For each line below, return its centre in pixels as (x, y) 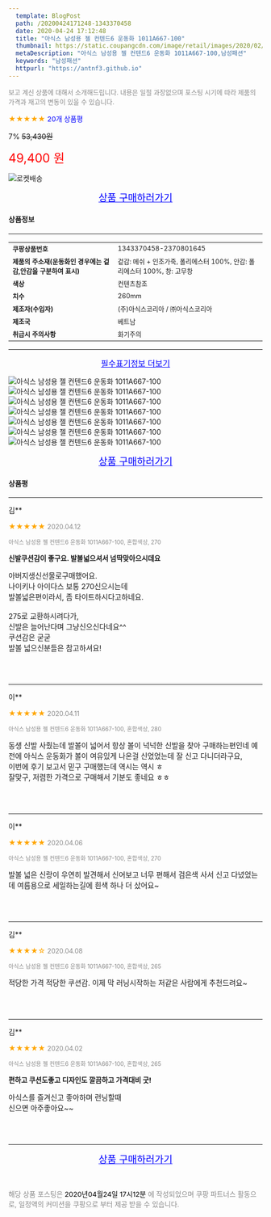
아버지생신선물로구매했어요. (53, 576)
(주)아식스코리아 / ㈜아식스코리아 (165, 309)
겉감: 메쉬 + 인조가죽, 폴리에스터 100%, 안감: (182, 261)
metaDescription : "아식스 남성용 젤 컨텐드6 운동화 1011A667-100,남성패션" (131, 53)
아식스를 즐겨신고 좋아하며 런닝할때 (65, 1098)
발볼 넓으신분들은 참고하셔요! (55, 648)
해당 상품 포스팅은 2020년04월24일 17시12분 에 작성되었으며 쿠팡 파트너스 (122, 1194)
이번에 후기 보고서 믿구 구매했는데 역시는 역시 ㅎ (86, 767)
